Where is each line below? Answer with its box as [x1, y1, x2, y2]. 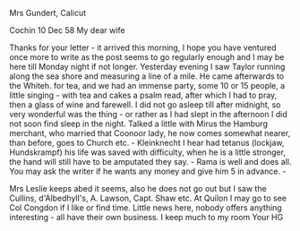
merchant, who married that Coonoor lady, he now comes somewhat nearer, [9, 128, 291, 138]
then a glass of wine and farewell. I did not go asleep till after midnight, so [9, 99, 281, 110]
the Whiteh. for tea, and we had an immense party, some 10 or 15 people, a [9, 81, 286, 90]
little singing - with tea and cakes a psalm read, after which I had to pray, [9, 90, 278, 100]
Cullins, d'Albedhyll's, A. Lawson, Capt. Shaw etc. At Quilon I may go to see [9, 192, 287, 203]
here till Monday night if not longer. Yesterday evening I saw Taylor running [9, 62, 286, 72]
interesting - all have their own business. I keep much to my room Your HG [9, 212, 284, 222]
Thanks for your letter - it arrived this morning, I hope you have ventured [9, 42, 277, 53]
